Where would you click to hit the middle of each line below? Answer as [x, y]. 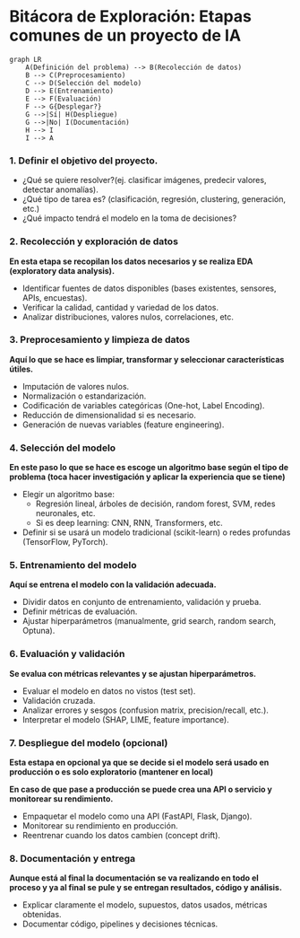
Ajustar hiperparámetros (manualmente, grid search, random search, [149, 621]
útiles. [21, 369]
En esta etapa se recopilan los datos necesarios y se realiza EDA [131, 261]
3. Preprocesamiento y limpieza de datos [100, 340]
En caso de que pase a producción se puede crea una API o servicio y [141, 789]
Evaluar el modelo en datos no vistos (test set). [109, 691]
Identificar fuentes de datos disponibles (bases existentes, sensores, [149, 288]
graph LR [26, 59]
